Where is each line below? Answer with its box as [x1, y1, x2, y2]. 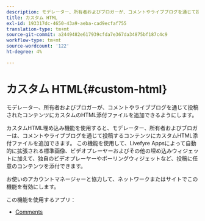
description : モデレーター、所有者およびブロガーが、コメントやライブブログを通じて [6, 9, 196, 15]
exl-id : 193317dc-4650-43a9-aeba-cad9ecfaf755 [6, 20, 127, 26]
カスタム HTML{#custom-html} [6, 82, 168, 96]
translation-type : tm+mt [6, 26, 70, 32]
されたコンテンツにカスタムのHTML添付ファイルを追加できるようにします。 [6, 111, 198, 118]
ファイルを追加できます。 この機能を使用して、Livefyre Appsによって [11, 139, 186, 147]
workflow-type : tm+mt [6, 37, 62, 43]
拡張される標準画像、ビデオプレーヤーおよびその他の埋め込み [16, 147, 172, 154]
